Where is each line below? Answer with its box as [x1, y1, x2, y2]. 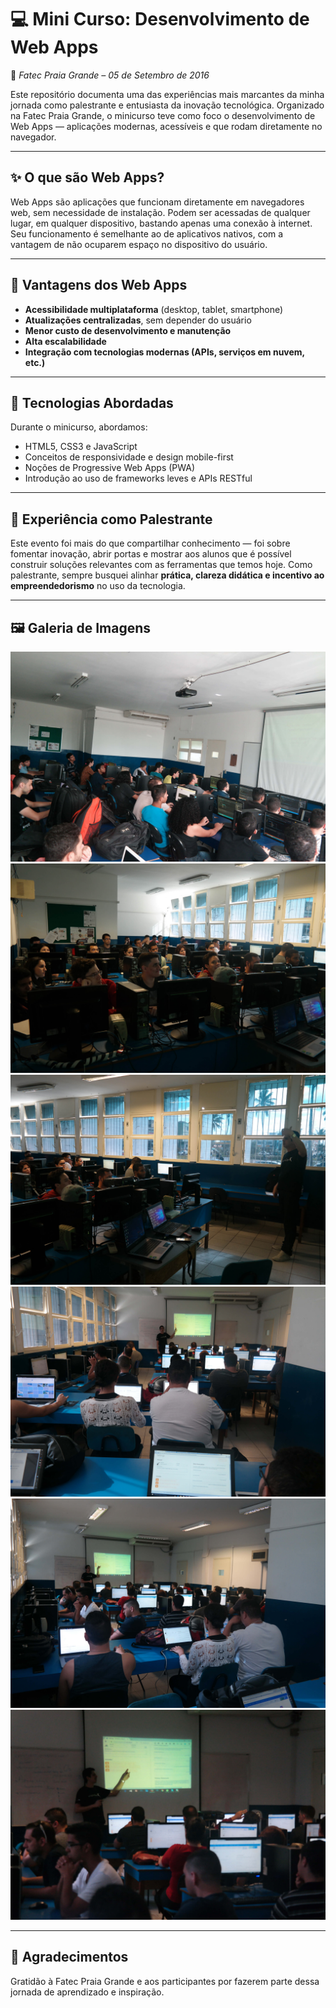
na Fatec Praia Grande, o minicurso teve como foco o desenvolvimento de [10, 109, 316, 121]
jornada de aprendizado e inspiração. [10, 1986, 165, 1998]
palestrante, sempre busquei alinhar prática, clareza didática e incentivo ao [10, 569, 325, 581]
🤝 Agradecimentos [10, 1949, 129, 1966]
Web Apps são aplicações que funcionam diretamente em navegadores [10, 196, 305, 208]
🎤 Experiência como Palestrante [10, 511, 213, 528]
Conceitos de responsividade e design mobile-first [24, 451, 234, 463]
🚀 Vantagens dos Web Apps [10, 277, 188, 294]
